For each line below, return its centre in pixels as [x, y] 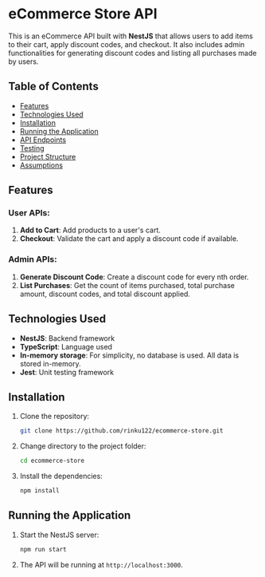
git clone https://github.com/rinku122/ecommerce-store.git [121, 431]
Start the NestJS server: [59, 535]
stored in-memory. [50, 363]
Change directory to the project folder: [83, 446]
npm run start [43, 549]
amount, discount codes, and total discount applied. [105, 294]
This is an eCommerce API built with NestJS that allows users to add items [131, 36]
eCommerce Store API [83, 14]
